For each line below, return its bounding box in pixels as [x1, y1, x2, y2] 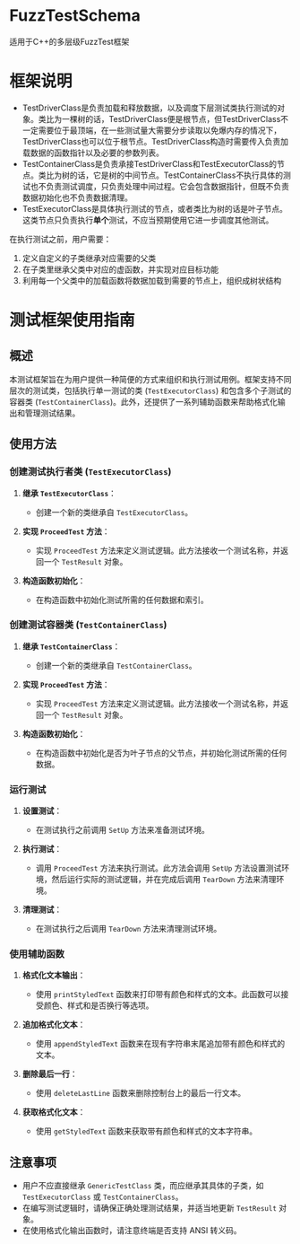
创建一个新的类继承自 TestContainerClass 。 [35, 660, 197, 670]
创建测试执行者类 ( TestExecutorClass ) [9, 466, 172, 478]
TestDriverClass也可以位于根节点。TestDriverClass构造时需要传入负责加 [21, 136, 289, 146]
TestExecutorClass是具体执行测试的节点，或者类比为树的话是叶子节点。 [21, 203, 288, 214]
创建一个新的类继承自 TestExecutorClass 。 [35, 506, 193, 517]
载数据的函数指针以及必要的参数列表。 [21, 147, 164, 158]
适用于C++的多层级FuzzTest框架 [9, 36, 130, 47]
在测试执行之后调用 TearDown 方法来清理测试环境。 [35, 924, 222, 934]
